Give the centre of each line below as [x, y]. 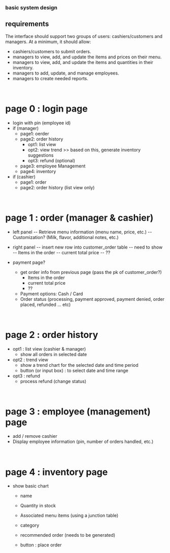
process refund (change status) [53, 381]
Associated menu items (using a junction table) [69, 515]
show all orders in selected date [54, 354]
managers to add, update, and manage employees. [66, 73]
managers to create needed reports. [50, 78]
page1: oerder [35, 133]
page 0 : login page [46, 109]
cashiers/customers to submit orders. [52, 51]
